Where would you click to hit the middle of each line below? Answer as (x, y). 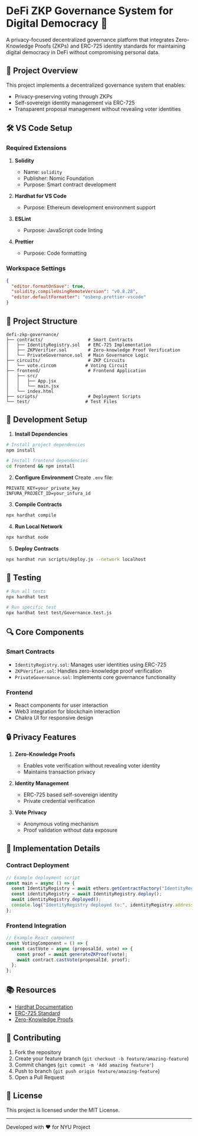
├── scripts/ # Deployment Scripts (74, 396)
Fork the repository (38, 1052)
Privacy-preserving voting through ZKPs (64, 96)
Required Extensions (36, 148)
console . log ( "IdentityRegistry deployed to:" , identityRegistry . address (103, 905)
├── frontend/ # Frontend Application (76, 371)
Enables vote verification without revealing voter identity (92, 765)
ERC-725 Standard (37, 1013)
